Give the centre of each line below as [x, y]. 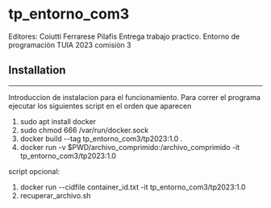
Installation [37, 71]
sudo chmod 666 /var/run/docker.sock [84, 130]
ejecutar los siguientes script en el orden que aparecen [100, 106]
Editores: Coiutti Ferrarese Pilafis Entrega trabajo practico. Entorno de [124, 36]
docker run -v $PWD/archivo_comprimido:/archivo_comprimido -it [130, 147]
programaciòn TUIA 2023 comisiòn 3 [70, 44]
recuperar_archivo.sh [55, 195]
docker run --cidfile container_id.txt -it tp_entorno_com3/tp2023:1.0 [133, 187]
